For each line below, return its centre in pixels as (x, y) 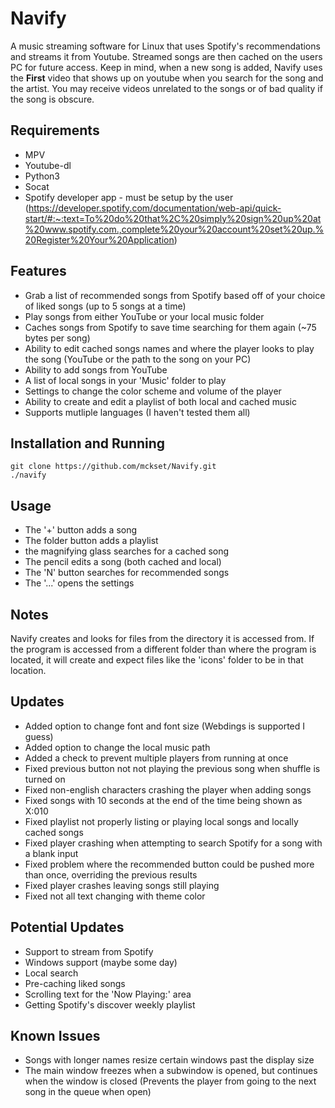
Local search (51, 973)
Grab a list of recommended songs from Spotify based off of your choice (175, 295)
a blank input (51, 853)
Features (38, 271)
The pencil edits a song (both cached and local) (123, 562)
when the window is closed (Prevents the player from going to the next (170, 1081)
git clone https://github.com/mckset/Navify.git (113, 467)
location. (28, 670)
